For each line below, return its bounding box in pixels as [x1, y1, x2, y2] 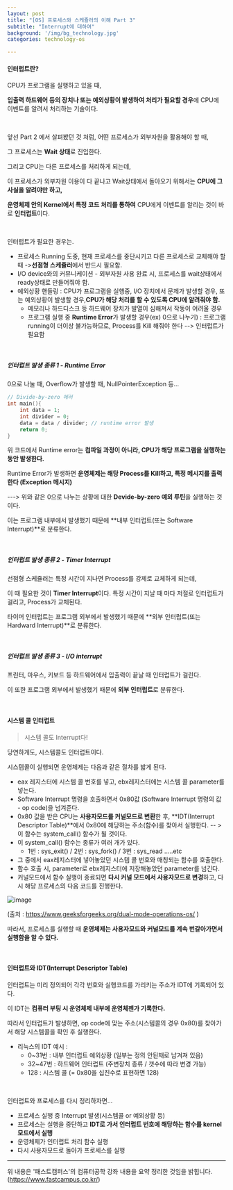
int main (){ [7, 400, 42, 407]
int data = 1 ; [19, 407, 60, 414]
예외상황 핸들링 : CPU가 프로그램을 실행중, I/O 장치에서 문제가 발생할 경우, [17, 287, 218, 295]
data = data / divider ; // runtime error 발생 [19, 420, 154, 427]
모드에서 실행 [17, 1128, 53, 1137]
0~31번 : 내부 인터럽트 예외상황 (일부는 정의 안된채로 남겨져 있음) [27, 1050, 203, 1059]
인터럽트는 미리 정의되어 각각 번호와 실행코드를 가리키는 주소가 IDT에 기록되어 [7, 980, 217, 989]
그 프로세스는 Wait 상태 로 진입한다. [7, 147, 102, 156]
